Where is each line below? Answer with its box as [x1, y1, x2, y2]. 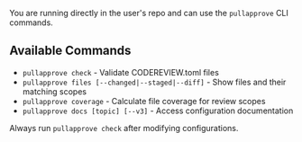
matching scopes [22, 85, 87, 97]
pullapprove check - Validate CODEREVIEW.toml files [22, 67, 219, 77]
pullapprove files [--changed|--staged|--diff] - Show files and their [22, 76, 287, 87]
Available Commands [9, 43, 132, 58]
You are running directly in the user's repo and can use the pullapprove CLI [9, 8, 288, 18]
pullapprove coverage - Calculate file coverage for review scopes [22, 95, 266, 106]
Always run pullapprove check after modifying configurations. [9, 122, 239, 133]
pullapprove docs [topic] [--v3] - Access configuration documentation [22, 105, 294, 116]
